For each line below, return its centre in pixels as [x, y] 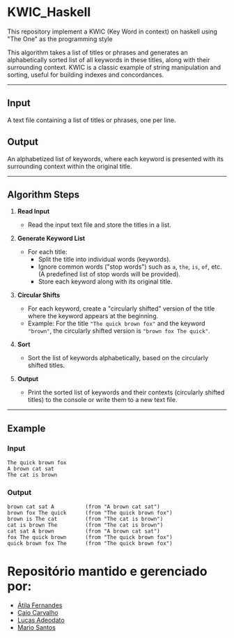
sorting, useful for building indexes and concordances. [86, 75]
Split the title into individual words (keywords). [104, 260]
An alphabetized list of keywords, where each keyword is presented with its [116, 158]
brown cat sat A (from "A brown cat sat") [84, 507]
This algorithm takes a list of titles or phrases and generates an [97, 52]
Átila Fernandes [40, 605]
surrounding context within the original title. [70, 166]
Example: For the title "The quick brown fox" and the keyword [116, 324]
